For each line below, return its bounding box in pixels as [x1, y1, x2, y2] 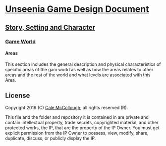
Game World [5, 38, 36, 45]
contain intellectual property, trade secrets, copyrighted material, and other [5, 119, 159, 125]
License [5, 92, 30, 100]
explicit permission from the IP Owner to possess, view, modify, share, [5, 130, 149, 136]
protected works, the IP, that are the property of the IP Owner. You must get [5, 125, 160, 131]
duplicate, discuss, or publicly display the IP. [5, 135, 96, 141]
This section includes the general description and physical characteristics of [5, 61, 161, 67]
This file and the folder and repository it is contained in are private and [5, 114, 149, 120]
